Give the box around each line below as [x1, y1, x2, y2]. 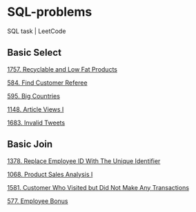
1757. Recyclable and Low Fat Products [7, 65, 117, 73]
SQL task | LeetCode [7, 27, 66, 35]
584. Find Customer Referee [7, 78, 88, 87]
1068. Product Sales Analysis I [7, 170, 93, 178]
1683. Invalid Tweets [7, 118, 66, 127]
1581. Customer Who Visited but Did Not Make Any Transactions [7, 183, 190, 191]
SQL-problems [7, 4, 92, 20]
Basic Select [7, 47, 62, 59]
